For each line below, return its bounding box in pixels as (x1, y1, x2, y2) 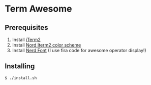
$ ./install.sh (5, 75, 37, 80)
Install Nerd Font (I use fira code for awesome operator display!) (12, 48, 146, 53)
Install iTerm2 (12, 36, 41, 42)
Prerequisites (5, 23, 48, 32)
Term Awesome (5, 3, 72, 15)
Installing (5, 62, 35, 71)
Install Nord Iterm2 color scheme (12, 42, 81, 48)
